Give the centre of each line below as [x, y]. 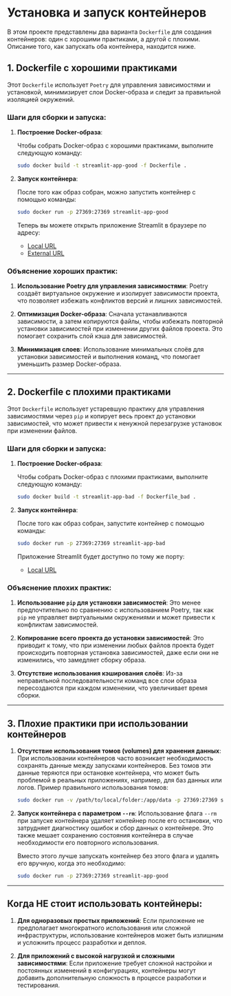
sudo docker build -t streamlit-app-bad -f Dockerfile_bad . [107, 497]
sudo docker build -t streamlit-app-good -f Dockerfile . [102, 166]
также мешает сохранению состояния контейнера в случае [105, 835]
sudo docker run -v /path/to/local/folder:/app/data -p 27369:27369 [117, 800]
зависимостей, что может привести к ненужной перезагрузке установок [114, 423]
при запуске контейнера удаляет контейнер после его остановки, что [120, 820]
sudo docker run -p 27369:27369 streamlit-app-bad [91, 543]
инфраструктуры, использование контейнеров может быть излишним [120, 935]
